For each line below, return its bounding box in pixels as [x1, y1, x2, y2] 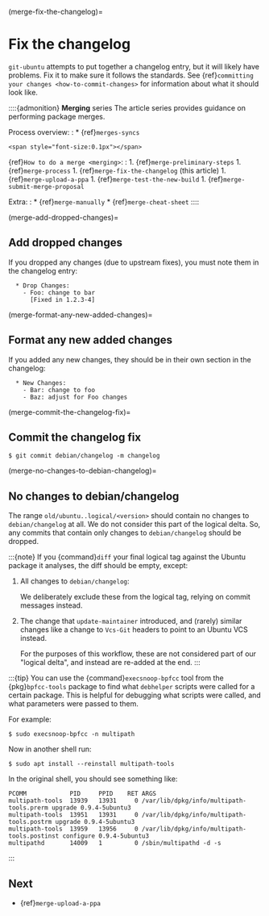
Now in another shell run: [8, 744, 92, 754]
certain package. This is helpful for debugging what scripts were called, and [8, 690, 262, 701]
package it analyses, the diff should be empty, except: [8, 561, 188, 571]
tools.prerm [8, 804, 48, 812]
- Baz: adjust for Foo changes [23, 393, 128, 401]
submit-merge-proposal [8, 182, 85, 190]
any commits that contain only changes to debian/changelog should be [8, 528, 242, 537]
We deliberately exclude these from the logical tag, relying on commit [19, 592, 251, 602]
